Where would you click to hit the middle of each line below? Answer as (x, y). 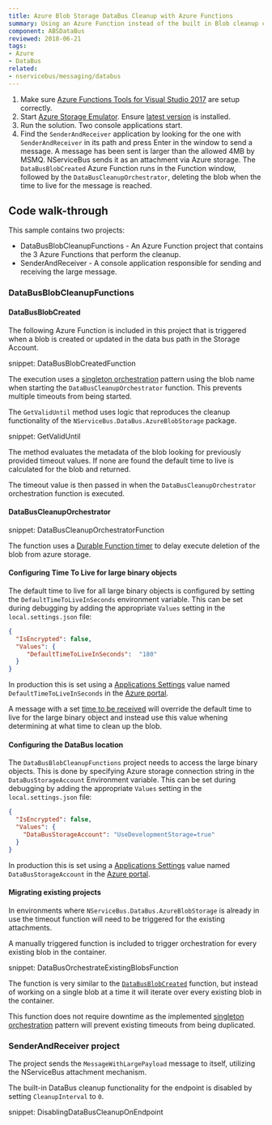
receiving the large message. (68, 272)
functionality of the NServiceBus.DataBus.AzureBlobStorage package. (123, 420)
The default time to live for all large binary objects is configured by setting (132, 590)
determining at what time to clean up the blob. (85, 726)
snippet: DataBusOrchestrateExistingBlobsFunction (93, 967)
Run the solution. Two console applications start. (101, 125)
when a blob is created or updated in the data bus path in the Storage (124, 339)
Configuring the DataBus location (66, 744)
